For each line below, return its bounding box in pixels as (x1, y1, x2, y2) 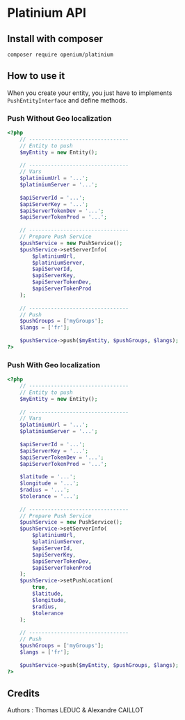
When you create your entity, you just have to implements (7, 89, 172, 97)
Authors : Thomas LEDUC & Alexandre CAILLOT (7, 706, 144, 714)
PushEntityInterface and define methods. (7, 96, 127, 104)
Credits (7, 687, 40, 699)
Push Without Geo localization (7, 113, 112, 123)
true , (32, 584, 49, 591)
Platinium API (7, 5, 87, 21)
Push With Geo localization (7, 360, 101, 369)
